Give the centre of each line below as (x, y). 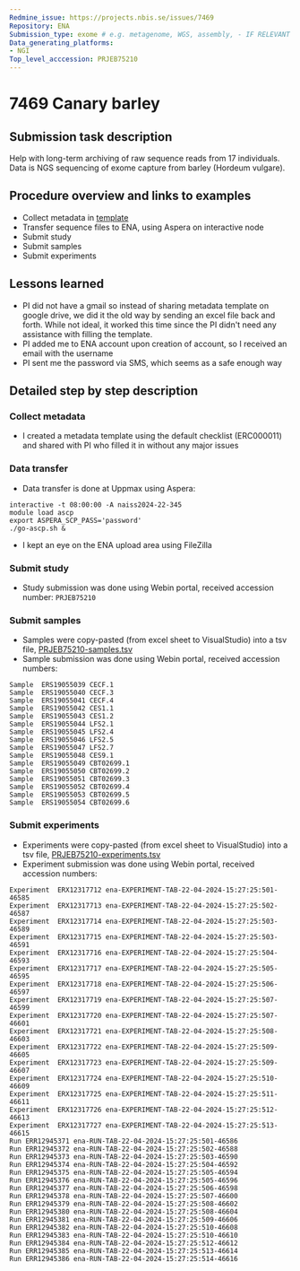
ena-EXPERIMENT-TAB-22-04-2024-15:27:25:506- (192, 984)
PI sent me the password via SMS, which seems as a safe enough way (152, 362)
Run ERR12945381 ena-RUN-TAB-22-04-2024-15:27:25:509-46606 (124, 1219)
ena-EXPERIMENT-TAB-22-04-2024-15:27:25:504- (192, 953)
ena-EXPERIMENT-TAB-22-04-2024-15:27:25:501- (192, 890)
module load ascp (42, 512)
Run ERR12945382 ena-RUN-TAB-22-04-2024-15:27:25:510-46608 (124, 1227)
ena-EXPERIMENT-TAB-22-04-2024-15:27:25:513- (192, 1125)
